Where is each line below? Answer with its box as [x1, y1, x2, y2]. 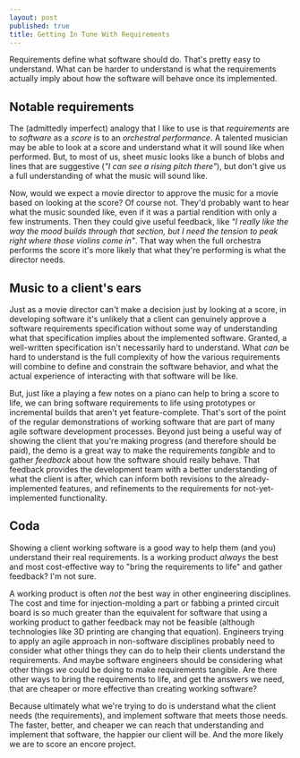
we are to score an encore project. [9, 738, 137, 749]
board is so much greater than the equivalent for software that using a [9, 607, 268, 617]
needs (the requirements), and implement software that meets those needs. [9, 710, 288, 720]
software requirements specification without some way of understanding [9, 323, 278, 334]
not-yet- [243, 483, 275, 493]
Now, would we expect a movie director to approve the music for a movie [9, 188, 279, 199]
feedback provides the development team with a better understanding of [9, 464, 278, 474]
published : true [9, 21, 70, 30]
